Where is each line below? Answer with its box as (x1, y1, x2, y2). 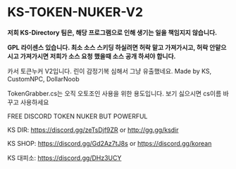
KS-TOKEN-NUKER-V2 (7, 4, 143, 20)
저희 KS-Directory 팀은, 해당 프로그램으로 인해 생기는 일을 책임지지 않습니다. (7, 28, 217, 36)
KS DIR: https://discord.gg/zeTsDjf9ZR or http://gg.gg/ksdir (7, 126, 179, 134)
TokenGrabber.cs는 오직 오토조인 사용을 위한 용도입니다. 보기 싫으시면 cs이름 (7, 89, 222, 97)
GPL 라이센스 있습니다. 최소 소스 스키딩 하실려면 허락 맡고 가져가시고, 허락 (7, 43, 209, 51)
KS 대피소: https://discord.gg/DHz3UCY (7, 154, 122, 162)
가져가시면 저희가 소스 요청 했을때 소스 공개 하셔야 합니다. (20, 52, 176, 60)
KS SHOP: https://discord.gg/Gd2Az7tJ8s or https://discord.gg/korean (7, 139, 212, 147)
